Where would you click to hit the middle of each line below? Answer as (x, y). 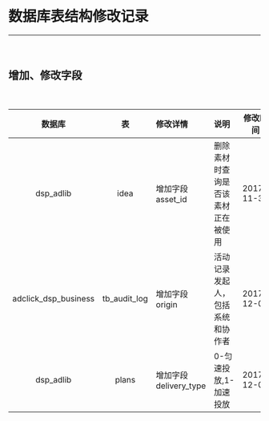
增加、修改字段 (45, 76)
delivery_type (181, 386)
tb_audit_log (125, 298)
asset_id (171, 199)
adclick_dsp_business (54, 298)
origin (167, 304)
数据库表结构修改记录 (79, 16)
